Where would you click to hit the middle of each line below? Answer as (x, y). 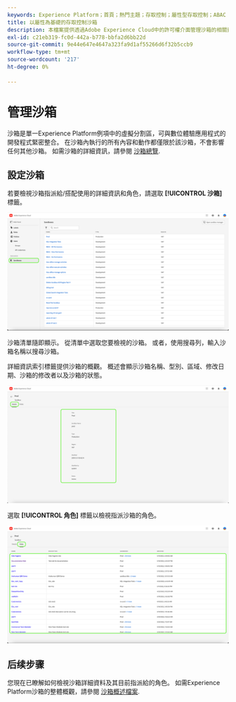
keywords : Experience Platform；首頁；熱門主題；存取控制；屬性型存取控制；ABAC (117, 15)
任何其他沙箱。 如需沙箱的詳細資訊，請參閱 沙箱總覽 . (84, 151)
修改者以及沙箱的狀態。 (72, 375)
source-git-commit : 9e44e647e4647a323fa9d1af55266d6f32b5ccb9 (100, 45)
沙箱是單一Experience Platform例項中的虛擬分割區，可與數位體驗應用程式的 (117, 133)
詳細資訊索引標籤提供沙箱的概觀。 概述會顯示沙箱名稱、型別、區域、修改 (113, 367)
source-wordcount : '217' (44, 60)
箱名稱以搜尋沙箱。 (35, 352)
